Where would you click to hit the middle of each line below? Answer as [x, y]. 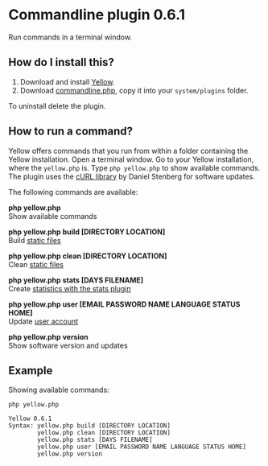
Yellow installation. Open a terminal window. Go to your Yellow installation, [131, 159]
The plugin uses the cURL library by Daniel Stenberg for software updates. [132, 176]
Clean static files [36, 264]
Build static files [35, 240]
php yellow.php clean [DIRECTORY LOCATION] [88, 256]
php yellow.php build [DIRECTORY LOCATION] [87, 232]
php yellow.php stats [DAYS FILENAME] [76, 280]
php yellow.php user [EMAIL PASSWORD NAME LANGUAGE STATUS [124, 304]
